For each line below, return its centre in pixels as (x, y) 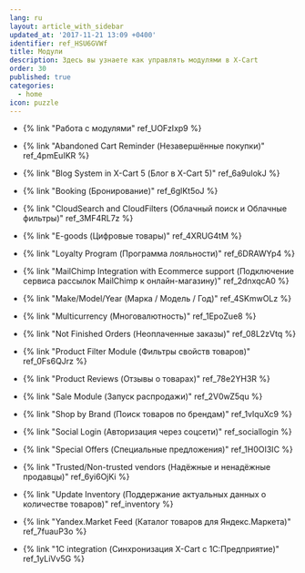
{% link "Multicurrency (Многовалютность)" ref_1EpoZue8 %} (139, 316)
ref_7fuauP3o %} (55, 532)
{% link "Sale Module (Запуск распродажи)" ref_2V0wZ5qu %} (142, 396)
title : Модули (36, 52)
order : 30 (28, 69)
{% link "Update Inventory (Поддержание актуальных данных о (144, 495)
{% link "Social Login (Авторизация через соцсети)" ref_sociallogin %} (158, 432)
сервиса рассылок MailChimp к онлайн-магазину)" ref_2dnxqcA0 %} (156, 281)
